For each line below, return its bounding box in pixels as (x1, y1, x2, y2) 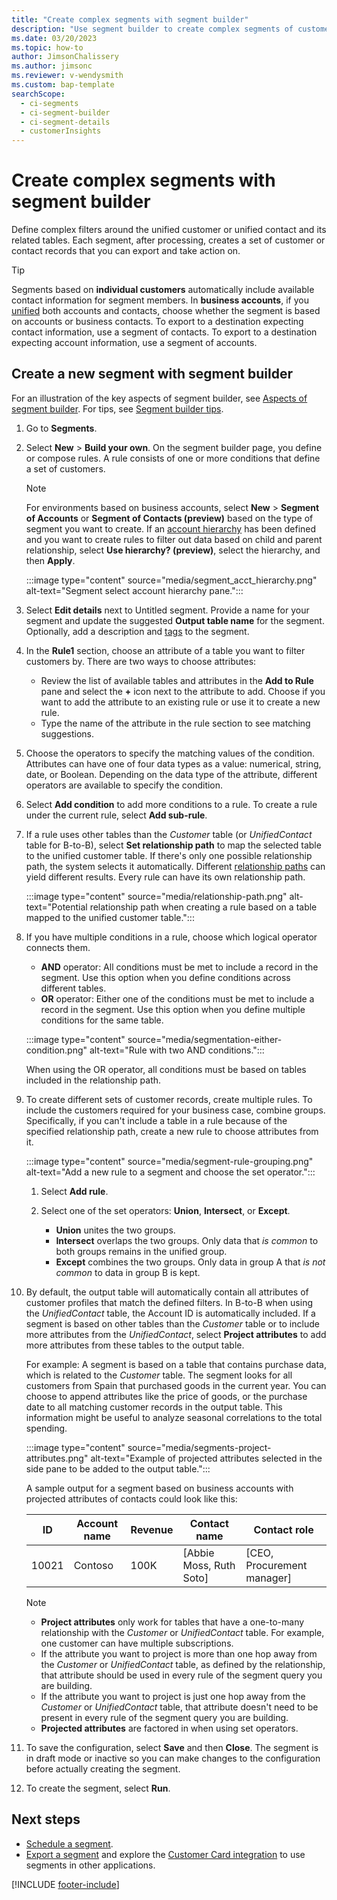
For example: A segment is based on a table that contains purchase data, (25, 1358, 327, 1370)
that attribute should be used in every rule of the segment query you (40, 1669, 323, 1681)
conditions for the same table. (40, 1014, 164, 1026)
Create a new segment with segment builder (11, 366, 293, 383)
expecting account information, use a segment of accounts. (11, 337, 258, 349)
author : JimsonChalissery (11, 52, 119, 62)
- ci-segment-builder (20, 107, 111, 118)
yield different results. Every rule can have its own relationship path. (25, 871, 306, 883)
